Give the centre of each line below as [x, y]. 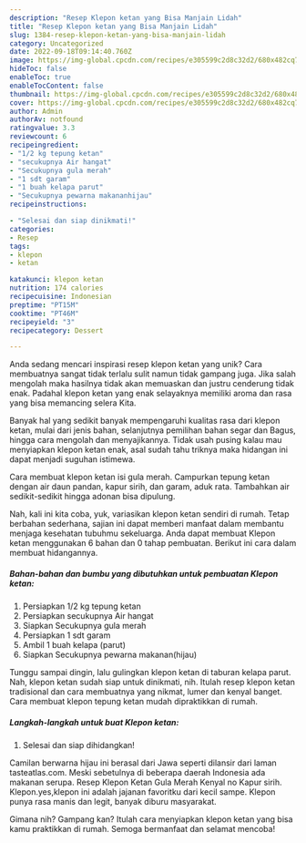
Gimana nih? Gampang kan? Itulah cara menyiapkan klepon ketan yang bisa [151, 819]
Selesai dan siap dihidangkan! [78, 745]
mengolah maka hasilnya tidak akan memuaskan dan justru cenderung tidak [152, 384]
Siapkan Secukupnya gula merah [84, 626]
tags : [20, 246]
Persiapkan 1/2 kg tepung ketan [82, 606]
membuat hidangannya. [54, 553]
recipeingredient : [44, 145]
